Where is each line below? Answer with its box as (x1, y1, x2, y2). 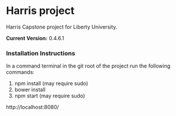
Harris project (6, 4, 75, 17)
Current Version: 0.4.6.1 (6, 34, 64, 41)
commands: (6, 69, 35, 76)
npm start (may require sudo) (14, 92, 85, 100)
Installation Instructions (6, 49, 75, 57)
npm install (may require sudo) (14, 80, 89, 87)
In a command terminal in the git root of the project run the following (6, 62, 171, 69)
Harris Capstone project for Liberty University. (6, 23, 118, 30)
